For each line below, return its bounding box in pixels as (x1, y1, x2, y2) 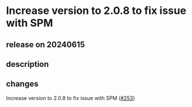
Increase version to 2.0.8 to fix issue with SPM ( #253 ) (6, 94, 135, 101)
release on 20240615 (6, 40, 85, 49)
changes (6, 79, 39, 89)
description (6, 59, 49, 69)
